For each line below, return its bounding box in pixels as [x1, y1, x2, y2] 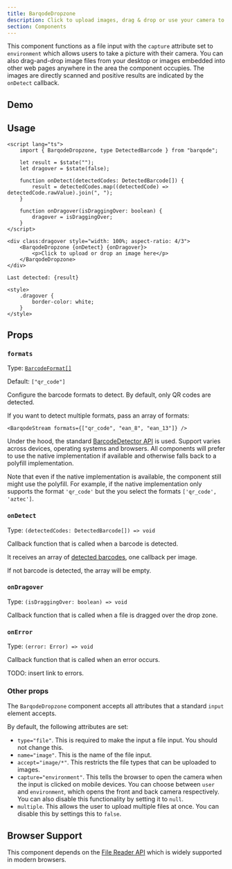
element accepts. [7, 709, 57, 717]
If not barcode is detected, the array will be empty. [7, 566, 152, 575]
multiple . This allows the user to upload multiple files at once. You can [17, 803, 220, 811]
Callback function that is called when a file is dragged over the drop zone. [7, 611, 218, 619]
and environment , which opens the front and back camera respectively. [17, 787, 220, 796]
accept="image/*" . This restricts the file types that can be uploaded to [17, 758, 217, 767]
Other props [7, 686, 49, 696]
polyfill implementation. [7, 459, 74, 467]
